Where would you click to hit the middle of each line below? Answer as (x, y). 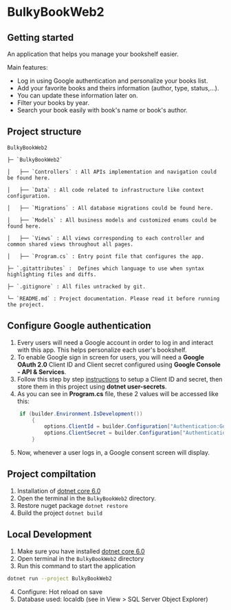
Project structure (44, 132)
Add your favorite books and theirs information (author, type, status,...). (118, 88)
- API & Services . (42, 372)
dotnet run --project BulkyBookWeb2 (59, 578)
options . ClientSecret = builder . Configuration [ (113, 433)
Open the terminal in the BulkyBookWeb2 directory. (86, 498)
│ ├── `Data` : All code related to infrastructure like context (106, 190)
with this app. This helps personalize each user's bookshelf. (102, 350)
